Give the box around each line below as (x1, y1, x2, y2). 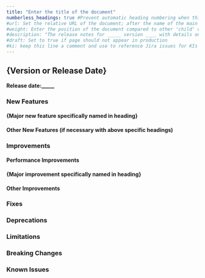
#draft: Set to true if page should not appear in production (6, 37, 168, 43)
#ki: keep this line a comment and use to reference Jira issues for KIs (6, 43, 198, 49)
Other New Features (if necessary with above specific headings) (6, 126, 173, 133)
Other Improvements (6, 185, 60, 192)
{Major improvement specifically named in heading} (6, 170, 142, 178)
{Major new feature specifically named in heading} (6, 112, 138, 120)
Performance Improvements (6, 156, 79, 164)
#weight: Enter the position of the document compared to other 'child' (6, 26, 195, 32)
